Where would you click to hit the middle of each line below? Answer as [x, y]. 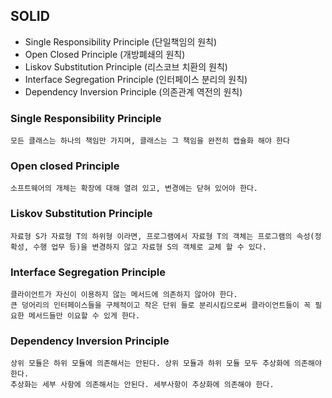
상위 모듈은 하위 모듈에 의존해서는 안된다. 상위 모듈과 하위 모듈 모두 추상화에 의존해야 [166, 364]
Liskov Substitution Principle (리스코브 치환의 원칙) [126, 66]
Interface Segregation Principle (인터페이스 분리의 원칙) [136, 79]
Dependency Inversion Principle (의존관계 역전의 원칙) [133, 91]
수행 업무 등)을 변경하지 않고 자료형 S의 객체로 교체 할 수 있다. [150, 247]
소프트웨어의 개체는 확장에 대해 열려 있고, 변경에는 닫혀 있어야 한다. [134, 189]
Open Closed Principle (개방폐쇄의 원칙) [105, 54]
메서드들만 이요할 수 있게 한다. [84, 316]
